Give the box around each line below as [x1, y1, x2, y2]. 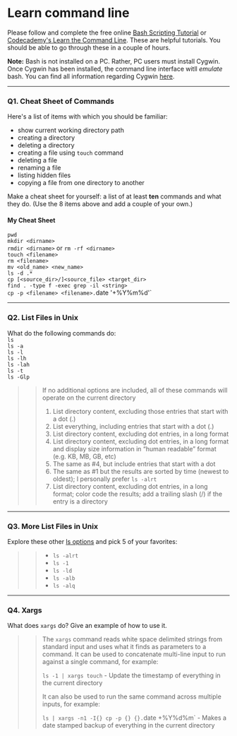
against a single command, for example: [42, 658, 159, 666]
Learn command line [7, 5, 130, 21]
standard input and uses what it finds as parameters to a [42, 643, 207, 651]
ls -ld [52, 567, 73, 575]
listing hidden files [17, 171, 71, 179]
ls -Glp [7, 373, 30, 381]
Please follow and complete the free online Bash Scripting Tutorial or [7, 28, 207, 37]
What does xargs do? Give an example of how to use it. [7, 622, 167, 630]
